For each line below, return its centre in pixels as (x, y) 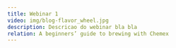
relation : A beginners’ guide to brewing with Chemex (88, 34)
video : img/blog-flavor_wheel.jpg (58, 20)
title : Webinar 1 (33, 14)
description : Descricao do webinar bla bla (72, 27)
